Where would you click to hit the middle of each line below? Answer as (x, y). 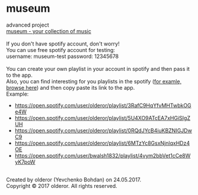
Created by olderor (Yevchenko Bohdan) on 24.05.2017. (74, 180)
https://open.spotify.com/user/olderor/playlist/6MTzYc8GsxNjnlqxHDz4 (102, 143)
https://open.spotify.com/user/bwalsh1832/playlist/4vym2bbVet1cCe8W (103, 155)
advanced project (28, 25)
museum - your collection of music (49, 31)
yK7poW (25, 162)
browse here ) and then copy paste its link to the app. (71, 87)
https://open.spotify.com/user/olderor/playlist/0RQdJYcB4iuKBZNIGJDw (103, 130)
